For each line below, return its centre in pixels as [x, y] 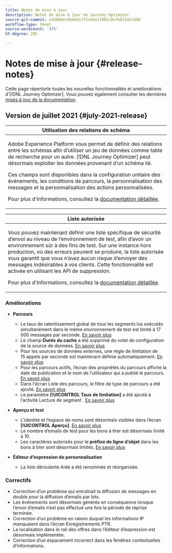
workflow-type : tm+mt [28, 24]
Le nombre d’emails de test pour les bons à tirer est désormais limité [92, 431]
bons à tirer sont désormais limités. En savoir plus [73, 447]
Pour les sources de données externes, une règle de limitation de [89, 351]
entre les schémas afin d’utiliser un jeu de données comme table [85, 150]
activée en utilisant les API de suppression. [59, 271]
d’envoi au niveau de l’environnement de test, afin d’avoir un [80, 239]
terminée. [23, 513]
